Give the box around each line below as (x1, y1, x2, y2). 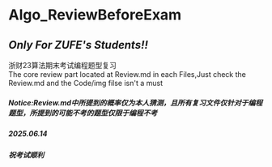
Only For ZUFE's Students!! (8, 38, 148, 52)
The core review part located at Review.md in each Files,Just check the (8, 70, 247, 79)
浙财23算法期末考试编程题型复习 (8, 61, 117, 70)
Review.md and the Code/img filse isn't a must (8, 79, 164, 88)
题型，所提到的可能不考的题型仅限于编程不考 (8, 108, 158, 118)
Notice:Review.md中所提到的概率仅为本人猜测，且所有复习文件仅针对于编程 (8, 97, 263, 107)
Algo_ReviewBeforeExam (8, 6, 182, 24)
